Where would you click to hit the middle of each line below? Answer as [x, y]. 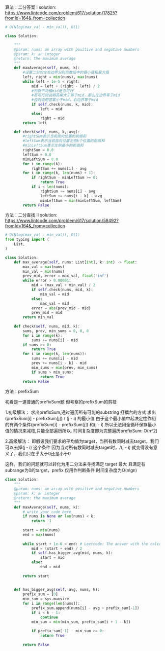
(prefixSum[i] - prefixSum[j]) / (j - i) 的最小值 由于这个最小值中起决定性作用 [81, 419]
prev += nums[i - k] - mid [59, 363]
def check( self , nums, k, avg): [47, 132]
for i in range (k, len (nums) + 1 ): [59, 173]
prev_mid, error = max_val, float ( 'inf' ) [66, 276]
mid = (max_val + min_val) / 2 [63, 285]
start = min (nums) [41, 530]
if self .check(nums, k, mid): [62, 105]
